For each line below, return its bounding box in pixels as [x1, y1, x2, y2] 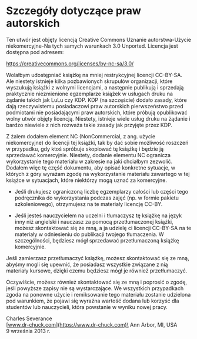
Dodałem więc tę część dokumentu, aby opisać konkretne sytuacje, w [6, 164, 175, 171]
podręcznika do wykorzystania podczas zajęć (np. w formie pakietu [14, 194, 179, 201]
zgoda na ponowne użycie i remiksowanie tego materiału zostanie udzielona [6, 291, 191, 298]
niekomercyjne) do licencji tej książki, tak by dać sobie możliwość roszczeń [6, 139, 189, 146]
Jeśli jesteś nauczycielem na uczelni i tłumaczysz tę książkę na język [14, 212, 182, 219]
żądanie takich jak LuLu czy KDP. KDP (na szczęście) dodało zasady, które [6, 96, 187, 104]
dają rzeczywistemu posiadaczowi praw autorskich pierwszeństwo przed [6, 102, 183, 109]
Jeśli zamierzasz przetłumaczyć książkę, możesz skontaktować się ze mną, [6, 254, 189, 261]
